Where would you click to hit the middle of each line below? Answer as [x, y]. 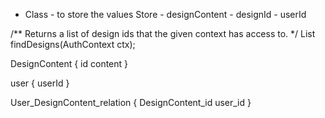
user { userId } [40, 83]
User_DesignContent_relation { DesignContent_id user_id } [131, 102]
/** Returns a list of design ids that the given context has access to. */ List [163, 33]
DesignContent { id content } [69, 63]
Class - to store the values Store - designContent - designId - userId [165, 14]
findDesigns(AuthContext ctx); [73, 44]
